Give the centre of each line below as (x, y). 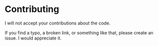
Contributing (32, 9)
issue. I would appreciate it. (33, 38)
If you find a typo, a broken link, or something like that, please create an (79, 32)
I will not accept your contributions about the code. (58, 23)
